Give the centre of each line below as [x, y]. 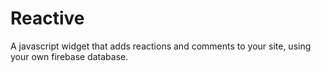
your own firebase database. [69, 56]
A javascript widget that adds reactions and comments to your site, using [161, 46]
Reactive [47, 18]
